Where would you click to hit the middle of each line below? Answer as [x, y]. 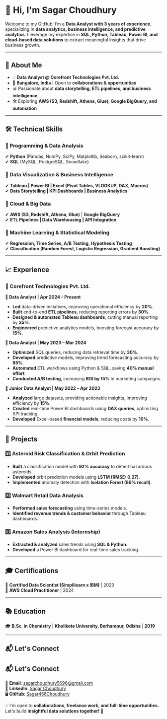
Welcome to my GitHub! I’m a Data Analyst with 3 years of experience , [78, 24]
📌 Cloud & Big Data [28, 204]
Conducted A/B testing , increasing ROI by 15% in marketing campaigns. [87, 379]
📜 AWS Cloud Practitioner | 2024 [40, 590]
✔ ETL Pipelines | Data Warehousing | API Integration [61, 220]
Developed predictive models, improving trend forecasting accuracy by [85, 358]
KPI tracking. [25, 414]
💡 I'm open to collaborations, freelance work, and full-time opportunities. [82, 706]
